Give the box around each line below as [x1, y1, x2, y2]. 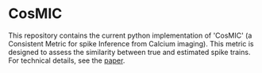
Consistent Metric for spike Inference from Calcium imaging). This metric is [8, 38, 254, 48]
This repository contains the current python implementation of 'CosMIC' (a [8, 31, 252, 40]
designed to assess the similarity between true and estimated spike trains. [8, 47, 251, 57]
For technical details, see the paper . [8, 56, 125, 65]
